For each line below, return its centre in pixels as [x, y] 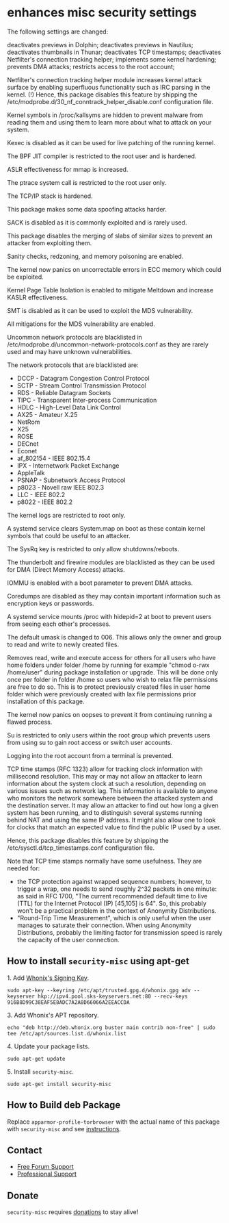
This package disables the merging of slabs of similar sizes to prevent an [110, 236]
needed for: [24, 868]
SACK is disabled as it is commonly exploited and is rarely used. [97, 222]
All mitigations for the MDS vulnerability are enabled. [81, 324]
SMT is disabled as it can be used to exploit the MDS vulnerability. [100, 310]
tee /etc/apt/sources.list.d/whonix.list [67, 1033]
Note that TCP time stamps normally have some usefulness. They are [105, 861]
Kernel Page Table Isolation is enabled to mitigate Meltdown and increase [110, 290]
